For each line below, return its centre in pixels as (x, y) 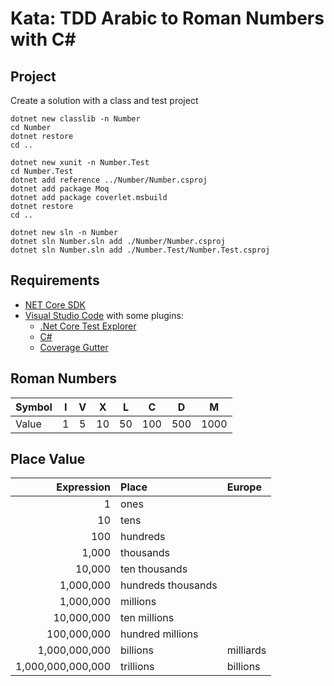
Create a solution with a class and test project (104, 100)
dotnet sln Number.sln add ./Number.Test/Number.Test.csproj (140, 250)
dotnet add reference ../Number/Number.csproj (109, 180)
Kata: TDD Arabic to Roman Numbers (167, 18)
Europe (244, 487)
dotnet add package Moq (60, 189)
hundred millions (159, 634)
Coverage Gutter (74, 347)
